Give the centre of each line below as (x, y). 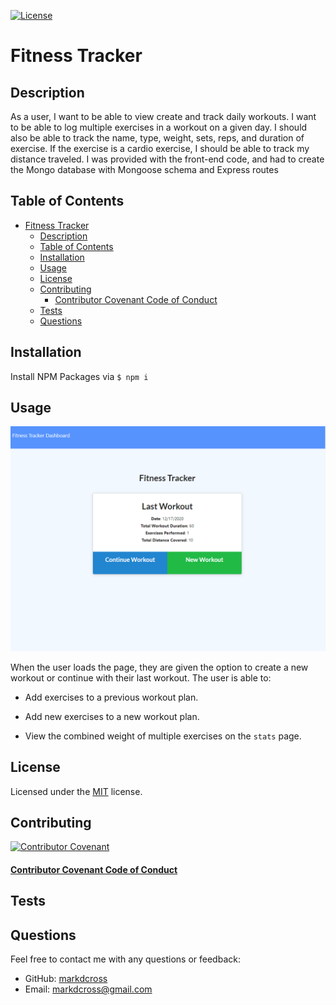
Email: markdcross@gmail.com (88, 989)
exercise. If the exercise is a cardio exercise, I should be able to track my (160, 148)
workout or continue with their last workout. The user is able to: (141, 677)
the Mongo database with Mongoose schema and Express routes (144, 169)
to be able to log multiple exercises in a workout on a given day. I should (159, 127)
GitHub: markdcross (66, 979)
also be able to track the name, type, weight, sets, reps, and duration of (157, 138)
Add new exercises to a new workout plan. (112, 716)
